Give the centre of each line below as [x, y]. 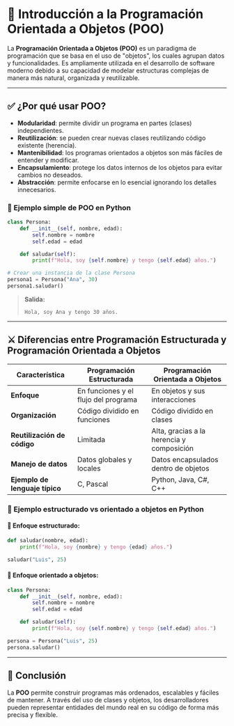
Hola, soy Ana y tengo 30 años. [71, 312]
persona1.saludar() [36, 286]
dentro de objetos [180, 468]
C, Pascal [93, 484]
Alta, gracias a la [179, 431]
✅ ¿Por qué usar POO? [57, 106]
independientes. [40, 130]
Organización [34, 415]
